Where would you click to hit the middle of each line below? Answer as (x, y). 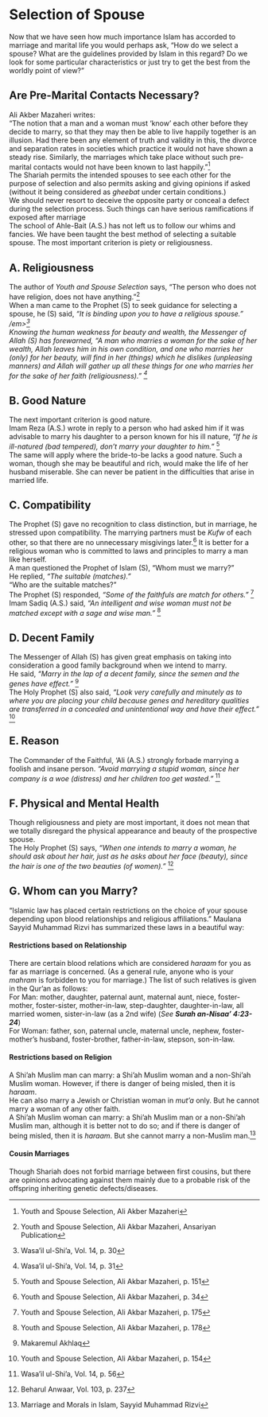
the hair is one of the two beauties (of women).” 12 (91, 865)
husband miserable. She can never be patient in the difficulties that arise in (132, 472)
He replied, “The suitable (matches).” (70, 576)
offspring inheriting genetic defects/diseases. (84, 1188)
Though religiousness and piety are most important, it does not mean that (129, 823)
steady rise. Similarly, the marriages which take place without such (118, 157)
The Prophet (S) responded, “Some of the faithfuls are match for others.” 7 (132, 594)
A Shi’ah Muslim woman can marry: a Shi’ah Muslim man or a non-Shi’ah (127, 1117)
